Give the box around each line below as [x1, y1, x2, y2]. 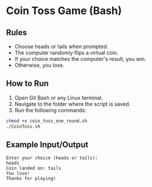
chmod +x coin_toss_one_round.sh [6, 118, 88, 124]
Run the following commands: [14, 107, 87, 114]
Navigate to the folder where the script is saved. [14, 100, 130, 107]
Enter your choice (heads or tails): [6, 155, 98, 161]
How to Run [6, 79, 49, 89]
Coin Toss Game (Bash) [6, 4, 122, 18]
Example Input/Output [6, 140, 89, 149]
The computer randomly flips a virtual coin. [14, 49, 119, 56]
